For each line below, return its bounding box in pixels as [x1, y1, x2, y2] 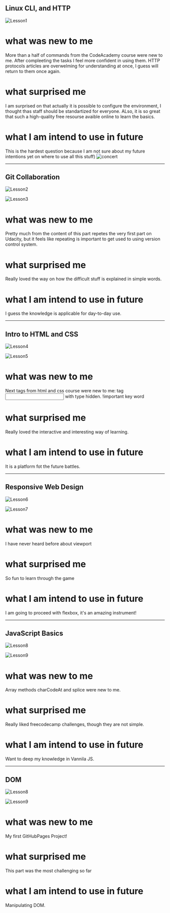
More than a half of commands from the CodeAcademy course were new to [5, 52, 163, 58]
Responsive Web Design [5, 483, 84, 491]
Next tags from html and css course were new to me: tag [5, 388, 124, 393]
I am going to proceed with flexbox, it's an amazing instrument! [5, 609, 137, 615]
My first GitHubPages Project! [5, 833, 67, 839]
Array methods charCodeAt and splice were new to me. [5, 687, 121, 693]
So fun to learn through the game [5, 575, 75, 581]
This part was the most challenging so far [5, 867, 92, 873]
